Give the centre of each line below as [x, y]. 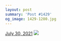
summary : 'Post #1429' [29, 14]
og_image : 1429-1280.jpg [31, 19]
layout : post [19, 10]
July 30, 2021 [19, 34]
